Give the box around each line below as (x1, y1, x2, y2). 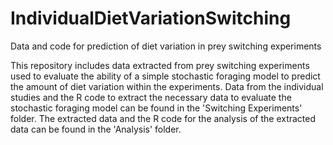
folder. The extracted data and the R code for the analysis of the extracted (10, 112, 317, 124)
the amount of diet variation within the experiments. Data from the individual (10, 80, 324, 92)
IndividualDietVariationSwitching (10, 7, 292, 30)
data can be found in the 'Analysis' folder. (10, 123, 182, 135)
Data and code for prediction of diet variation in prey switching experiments (10, 40, 322, 52)
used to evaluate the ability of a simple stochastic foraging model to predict (10, 70, 321, 82)
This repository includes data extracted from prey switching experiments (10, 59, 310, 71)
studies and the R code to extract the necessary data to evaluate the (10, 91, 292, 103)
